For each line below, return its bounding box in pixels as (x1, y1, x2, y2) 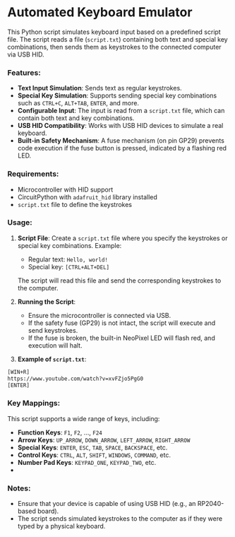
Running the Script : (17, 297, 76, 306)
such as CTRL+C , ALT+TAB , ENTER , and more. (17, 99, 140, 107)
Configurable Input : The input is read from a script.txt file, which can (17, 107, 225, 115)
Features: (7, 68, 41, 78)
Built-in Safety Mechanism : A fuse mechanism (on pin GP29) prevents (17, 136, 224, 145)
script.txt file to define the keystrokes (17, 200, 133, 208)
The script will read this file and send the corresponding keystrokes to (17, 276, 222, 285)
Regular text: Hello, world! (28, 255, 108, 264)
